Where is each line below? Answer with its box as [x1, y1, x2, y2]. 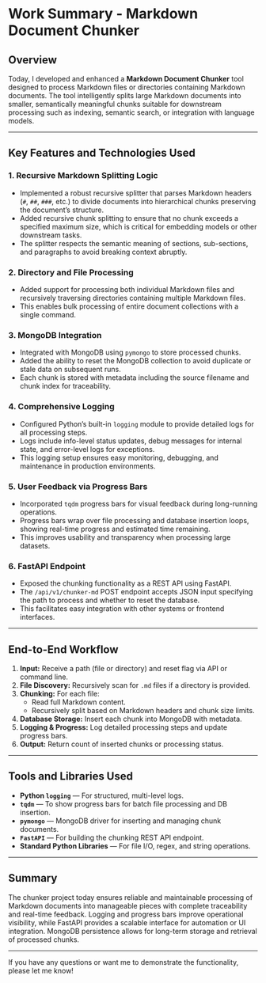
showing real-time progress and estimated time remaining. [19, 524, 211, 533]
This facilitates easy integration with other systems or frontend [19, 604, 225, 613]
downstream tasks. [19, 230, 82, 240]
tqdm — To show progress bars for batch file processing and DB [19, 799, 228, 808]
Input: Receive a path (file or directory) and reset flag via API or [19, 663, 228, 673]
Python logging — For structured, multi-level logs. [19, 791, 184, 800]
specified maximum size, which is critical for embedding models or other [19, 222, 257, 231]
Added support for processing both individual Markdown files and [19, 284, 235, 294]
